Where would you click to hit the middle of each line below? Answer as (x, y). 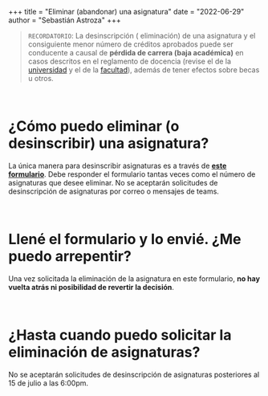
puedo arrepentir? (70, 257)
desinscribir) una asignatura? (109, 143)
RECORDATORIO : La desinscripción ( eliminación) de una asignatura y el (142, 36)
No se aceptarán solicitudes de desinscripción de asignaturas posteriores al (134, 374)
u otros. (41, 78)
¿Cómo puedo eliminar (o (94, 127)
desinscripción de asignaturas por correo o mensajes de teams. (114, 191)
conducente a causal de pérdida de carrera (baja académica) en (136, 53)
